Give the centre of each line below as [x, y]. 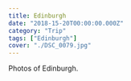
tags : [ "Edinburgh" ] [43, 38]
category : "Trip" [37, 30]
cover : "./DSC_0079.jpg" [50, 46]
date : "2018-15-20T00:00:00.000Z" [66, 23]
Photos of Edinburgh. [43, 68]
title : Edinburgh [37, 16]
